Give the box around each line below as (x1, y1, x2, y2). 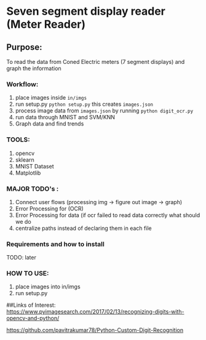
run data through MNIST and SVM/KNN (15, 114, 116, 121)
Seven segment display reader (6, 4, 166, 18)
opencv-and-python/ (6, 315, 60, 322)
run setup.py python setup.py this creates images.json (15, 100, 154, 108)
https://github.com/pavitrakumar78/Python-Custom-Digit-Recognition (6, 326, 183, 334)
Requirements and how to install (6, 240, 105, 248)
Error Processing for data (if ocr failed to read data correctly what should (15, 211, 200, 219)
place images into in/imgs (15, 283, 81, 290)
